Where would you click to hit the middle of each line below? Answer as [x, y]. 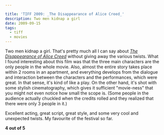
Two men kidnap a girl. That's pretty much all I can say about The [71, 51]
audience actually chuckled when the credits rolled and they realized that [79, 98]
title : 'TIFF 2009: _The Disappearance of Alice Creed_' [65, 14]
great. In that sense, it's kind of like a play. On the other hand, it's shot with [81, 83]
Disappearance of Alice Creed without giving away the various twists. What [82, 56]
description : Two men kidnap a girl [43, 19]
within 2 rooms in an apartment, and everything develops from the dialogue [82, 72]
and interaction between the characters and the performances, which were [81, 77]
